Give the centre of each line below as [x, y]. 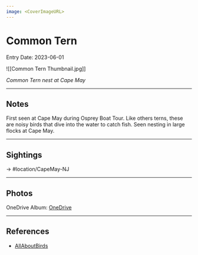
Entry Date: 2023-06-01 [35, 57]
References [28, 232]
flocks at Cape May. [30, 131]
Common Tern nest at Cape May [46, 80]
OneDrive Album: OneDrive [39, 207]
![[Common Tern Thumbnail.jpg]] [46, 68]
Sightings [24, 155]
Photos [19, 193]
